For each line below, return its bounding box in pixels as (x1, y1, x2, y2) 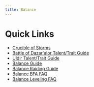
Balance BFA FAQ (12, 71, 48, 77)
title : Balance (5, 7, 36, 12)
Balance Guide (12, 60, 42, 66)
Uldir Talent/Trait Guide (12, 55, 60, 61)
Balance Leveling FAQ (12, 76, 57, 82)
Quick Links (5, 28, 54, 39)
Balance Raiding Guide (12, 65, 59, 71)
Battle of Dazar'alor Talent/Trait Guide (12, 50, 90, 56)
